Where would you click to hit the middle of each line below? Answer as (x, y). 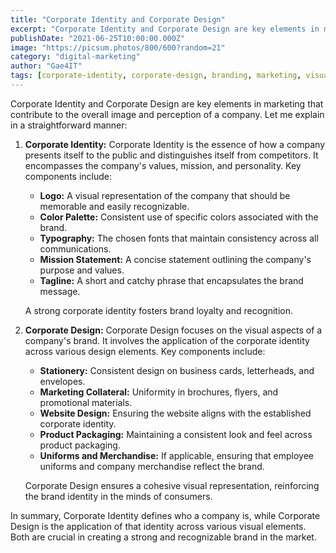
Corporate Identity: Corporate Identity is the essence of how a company (175, 144)
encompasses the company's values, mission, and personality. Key (163, 165)
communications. (75, 248)
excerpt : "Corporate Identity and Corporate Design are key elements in (165, 29)
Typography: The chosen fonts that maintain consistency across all (179, 238)
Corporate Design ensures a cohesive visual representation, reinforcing (172, 485)
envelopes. (62, 381)
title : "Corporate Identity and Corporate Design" (118, 19)
